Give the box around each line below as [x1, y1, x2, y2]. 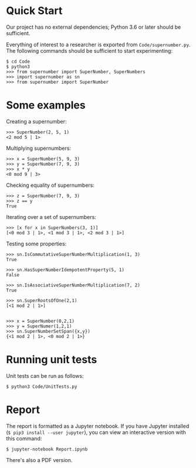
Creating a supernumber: [6, 118, 67, 125]
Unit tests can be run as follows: [6, 372, 84, 379]
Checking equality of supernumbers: [6, 182, 95, 189]
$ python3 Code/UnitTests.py [6, 384, 77, 390]
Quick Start [6, 4, 63, 18]
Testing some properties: [6, 240, 67, 247]
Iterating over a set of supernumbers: [6, 213, 97, 220]
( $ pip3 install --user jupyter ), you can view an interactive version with [6, 429, 187, 436]
